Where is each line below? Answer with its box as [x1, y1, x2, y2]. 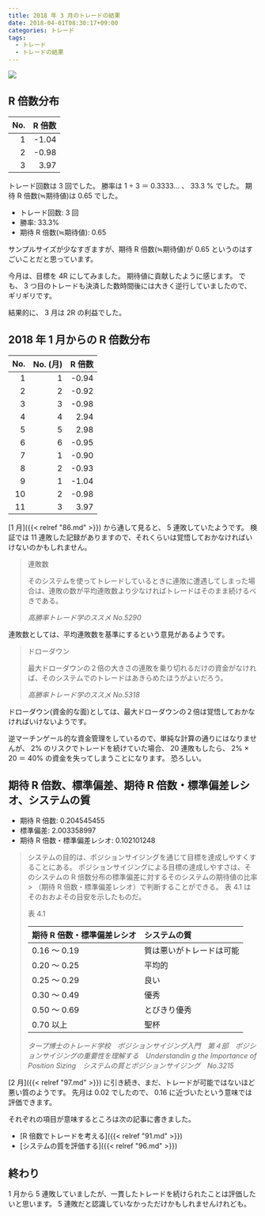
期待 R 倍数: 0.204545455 [19, 816, 105, 825]
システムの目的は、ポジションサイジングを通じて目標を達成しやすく [27, 852, 250, 862]
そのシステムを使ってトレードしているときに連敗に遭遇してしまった [27, 576, 249, 585]
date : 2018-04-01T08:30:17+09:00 [8, 19, 119, 27]
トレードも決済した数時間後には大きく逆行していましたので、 [51, 280, 252, 290]
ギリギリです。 [8, 291, 57, 300]
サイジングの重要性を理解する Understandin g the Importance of [41, 1051, 257, 1061]
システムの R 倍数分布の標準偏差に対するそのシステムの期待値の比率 [34, 872, 258, 882]
